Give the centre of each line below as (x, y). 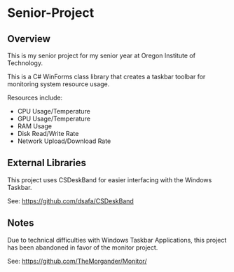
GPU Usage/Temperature (54, 118)
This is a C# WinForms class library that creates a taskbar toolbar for (106, 76)
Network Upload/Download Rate (64, 141)
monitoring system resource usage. (58, 84)
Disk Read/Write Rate (48, 134)
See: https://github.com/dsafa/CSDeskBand (71, 200)
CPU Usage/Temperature (54, 111)
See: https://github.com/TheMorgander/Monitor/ (77, 261)
